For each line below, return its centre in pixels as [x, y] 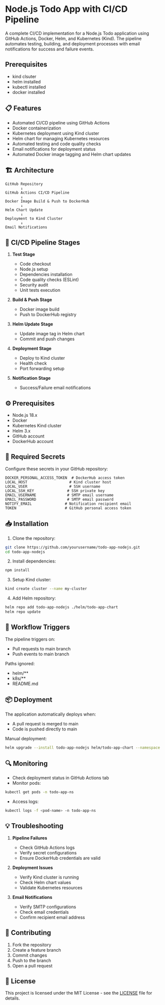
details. [13, 998]
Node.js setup [34, 269]
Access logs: [25, 802]
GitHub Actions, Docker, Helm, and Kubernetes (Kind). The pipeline [73, 39]
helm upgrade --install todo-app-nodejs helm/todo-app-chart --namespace [83, 747]
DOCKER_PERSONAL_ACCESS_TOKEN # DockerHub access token [65, 478]
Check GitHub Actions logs [47, 847]
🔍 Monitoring [26, 763]
